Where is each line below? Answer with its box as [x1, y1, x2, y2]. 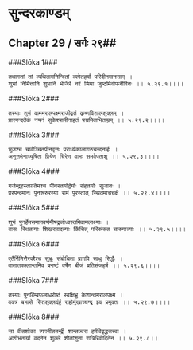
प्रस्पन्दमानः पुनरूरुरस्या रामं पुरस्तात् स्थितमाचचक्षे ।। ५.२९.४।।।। [8, 189, 171, 197]
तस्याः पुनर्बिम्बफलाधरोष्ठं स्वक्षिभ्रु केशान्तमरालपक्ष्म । [8, 291, 123, 299]
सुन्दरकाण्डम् [8, 4, 70, 22]
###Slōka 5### [8, 203, 60, 212]
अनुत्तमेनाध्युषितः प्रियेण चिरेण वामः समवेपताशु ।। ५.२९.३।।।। [8, 152, 160, 160]
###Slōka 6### [8, 239, 60, 249]
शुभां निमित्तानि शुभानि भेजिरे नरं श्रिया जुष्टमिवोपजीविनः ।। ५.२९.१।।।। [8, 80, 184, 88]
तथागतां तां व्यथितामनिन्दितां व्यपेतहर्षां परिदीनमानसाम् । [8, 73, 133, 81]
